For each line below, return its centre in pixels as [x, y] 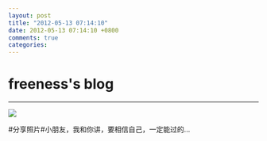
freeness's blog [61, 84]
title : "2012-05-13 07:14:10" [58, 23]
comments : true [33, 38]
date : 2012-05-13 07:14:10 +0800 [64, 30]
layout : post [30, 15]
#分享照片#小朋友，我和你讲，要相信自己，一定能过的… [99, 130]
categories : [28, 45]
